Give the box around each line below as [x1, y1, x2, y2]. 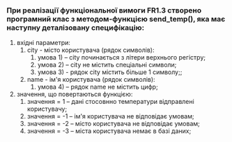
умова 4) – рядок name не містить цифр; [37, 82, 158, 91]
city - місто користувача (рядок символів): [26, 46, 155, 54]
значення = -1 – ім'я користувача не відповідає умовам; [26, 112, 194, 121]
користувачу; [26, 105, 68, 113]
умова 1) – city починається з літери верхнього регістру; [37, 53, 206, 62]
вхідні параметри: [16, 39, 71, 47]
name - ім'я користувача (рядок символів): [26, 76, 155, 84]
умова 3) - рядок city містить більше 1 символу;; [37, 68, 183, 76]
